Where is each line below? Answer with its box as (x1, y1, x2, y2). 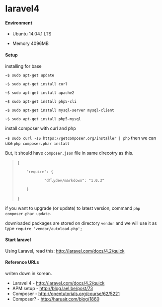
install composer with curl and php (5, 125, 76, 131)
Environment (5, 19, 32, 25)
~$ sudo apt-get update (5, 73, 55, 78)
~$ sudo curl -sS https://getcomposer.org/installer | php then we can (5, 135, 157, 141)
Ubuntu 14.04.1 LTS (12, 31, 52, 37)
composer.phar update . (5, 210, 51, 216)
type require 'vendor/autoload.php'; (5, 225, 83, 231)
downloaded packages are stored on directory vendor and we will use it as (5, 220, 157, 226)
